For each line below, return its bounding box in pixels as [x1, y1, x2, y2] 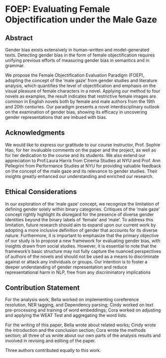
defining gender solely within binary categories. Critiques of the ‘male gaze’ [5, 206, 160, 212]
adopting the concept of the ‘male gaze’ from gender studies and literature [5, 78, 158, 83]
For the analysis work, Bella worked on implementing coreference [5, 297, 139, 303]
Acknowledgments [5, 129, 65, 137]
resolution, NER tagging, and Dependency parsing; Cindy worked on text [5, 302, 154, 308]
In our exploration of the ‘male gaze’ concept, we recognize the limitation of [5, 201, 160, 206]
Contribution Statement [5, 284, 80, 292]
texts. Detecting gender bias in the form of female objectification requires [5, 52, 155, 58]
